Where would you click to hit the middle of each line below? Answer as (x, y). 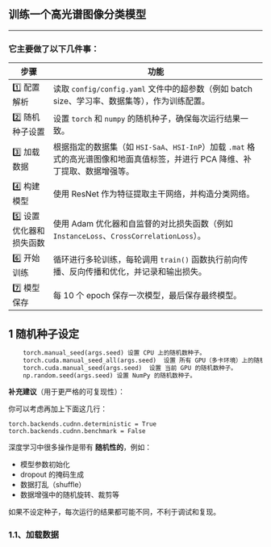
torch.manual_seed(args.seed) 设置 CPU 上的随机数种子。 (114, 353)
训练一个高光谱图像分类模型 (77, 15)
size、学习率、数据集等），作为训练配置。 (131, 101)
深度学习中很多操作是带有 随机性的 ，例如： (80, 448)
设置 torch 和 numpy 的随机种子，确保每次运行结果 (146, 118)
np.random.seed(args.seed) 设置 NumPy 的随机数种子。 (109, 375)
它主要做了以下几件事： (54, 48)
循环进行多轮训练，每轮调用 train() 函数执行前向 (146, 259)
